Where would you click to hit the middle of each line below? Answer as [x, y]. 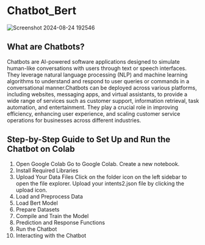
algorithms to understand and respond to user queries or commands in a [98, 81]
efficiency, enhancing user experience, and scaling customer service [94, 113]
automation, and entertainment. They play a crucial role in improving [93, 107]
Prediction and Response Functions [60, 222]
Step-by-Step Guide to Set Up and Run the [89, 139]
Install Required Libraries [47, 170]
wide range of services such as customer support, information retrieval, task [103, 100]
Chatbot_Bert [42, 11]
